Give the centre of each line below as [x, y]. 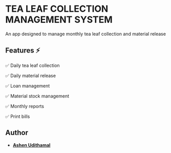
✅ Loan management [28, 86]
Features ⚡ [23, 51]
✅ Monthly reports [25, 106]
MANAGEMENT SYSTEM [59, 20]
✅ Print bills [18, 116]
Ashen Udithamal [31, 145]
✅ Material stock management [37, 96]
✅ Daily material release [31, 75]
